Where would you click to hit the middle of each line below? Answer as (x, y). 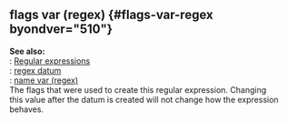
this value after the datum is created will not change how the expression (144, 99)
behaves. (26, 109)
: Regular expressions (50, 61)
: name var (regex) (44, 80)
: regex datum (35, 70)
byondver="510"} (61, 30)
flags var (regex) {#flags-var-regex (111, 15)
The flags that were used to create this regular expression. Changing (138, 89)
